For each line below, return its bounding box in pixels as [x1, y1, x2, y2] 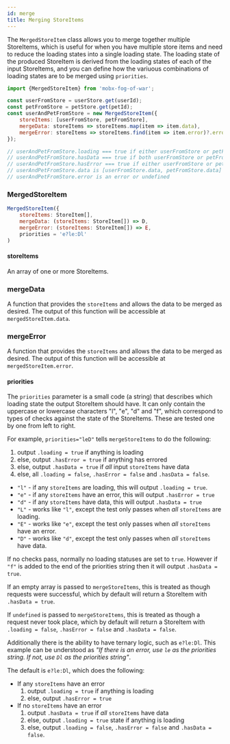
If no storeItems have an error [16, 701, 102, 710]
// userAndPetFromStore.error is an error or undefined [7, 173, 170, 180]
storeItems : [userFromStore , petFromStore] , [19, 117, 149, 123]
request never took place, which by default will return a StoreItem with [7, 618, 205, 626]
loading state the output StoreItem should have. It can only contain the [7, 400, 205, 408]
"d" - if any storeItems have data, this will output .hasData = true [16, 498, 203, 506]
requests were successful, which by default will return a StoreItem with [7, 590, 207, 599]
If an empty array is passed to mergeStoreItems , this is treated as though [7, 583, 211, 591]
